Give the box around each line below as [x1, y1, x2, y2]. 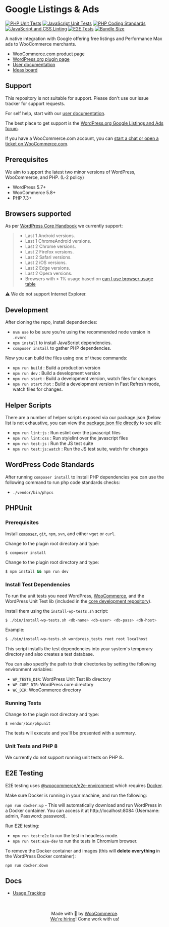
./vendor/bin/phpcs [12, 490, 54, 495]
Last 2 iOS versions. [25, 259, 67, 266]
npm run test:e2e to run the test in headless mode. [12, 832, 119, 838]
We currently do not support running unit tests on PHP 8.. [5, 754, 125, 760]
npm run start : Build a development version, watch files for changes [12, 376, 156, 382]
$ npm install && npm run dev [5, 569, 69, 574]
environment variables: [5, 666, 53, 673]
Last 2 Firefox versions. [25, 249, 74, 255]
